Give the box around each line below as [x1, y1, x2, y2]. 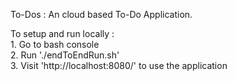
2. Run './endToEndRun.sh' [10, 49, 120, 61]
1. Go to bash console [10, 39, 100, 50]
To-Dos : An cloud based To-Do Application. [10, 9, 193, 20]
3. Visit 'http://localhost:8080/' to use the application [10, 60, 228, 71]
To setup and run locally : [10, 28, 115, 39]
